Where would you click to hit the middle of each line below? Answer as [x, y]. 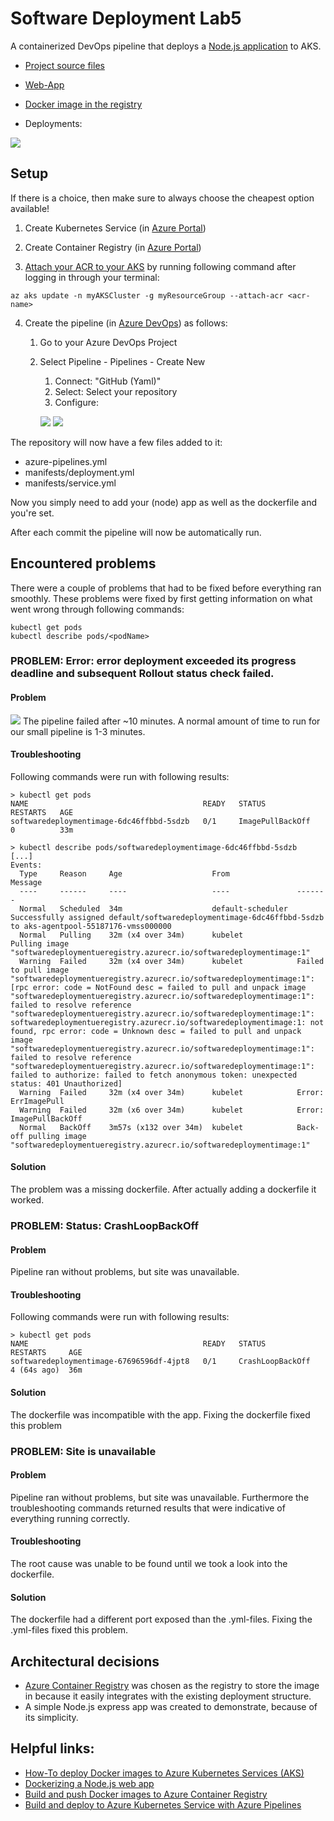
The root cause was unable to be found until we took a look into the [149, 1563]
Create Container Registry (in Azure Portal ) [113, 247]
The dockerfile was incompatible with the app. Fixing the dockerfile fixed [160, 1414]
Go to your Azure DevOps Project [108, 342]
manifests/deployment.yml [79, 472]
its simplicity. [51, 1717]
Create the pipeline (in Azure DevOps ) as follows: [126, 323]
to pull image [40, 970]
